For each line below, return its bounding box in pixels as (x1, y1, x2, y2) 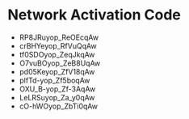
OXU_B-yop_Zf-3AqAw (19, 83, 96, 94)
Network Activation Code (7, 6, 181, 24)
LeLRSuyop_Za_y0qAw (19, 92, 95, 102)
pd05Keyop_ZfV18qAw (19, 66, 95, 76)
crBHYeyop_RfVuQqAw (19, 40, 98, 50)
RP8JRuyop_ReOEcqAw (19, 32, 99, 42)
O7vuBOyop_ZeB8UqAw (19, 58, 101, 68)
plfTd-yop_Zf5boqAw (19, 75, 90, 85)
